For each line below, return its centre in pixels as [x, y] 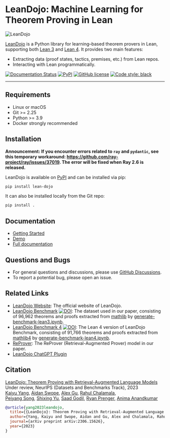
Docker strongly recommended [45, 123]
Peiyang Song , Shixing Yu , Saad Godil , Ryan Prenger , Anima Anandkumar [82, 398]
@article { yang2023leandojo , [35, 407]
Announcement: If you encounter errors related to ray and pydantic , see [82, 151]
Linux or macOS [29, 107]
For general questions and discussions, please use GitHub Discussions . [87, 272]
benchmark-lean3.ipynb [37, 322]
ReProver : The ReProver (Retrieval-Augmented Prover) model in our [83, 343]
